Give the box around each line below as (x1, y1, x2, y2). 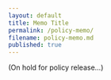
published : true (8, 41, 62, 49)
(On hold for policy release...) (8, 63, 104, 72)
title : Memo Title (8, 19, 69, 27)
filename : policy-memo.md (8, 33, 94, 42)
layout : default (8, 11, 62, 20)
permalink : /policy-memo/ (8, 26, 94, 34)
